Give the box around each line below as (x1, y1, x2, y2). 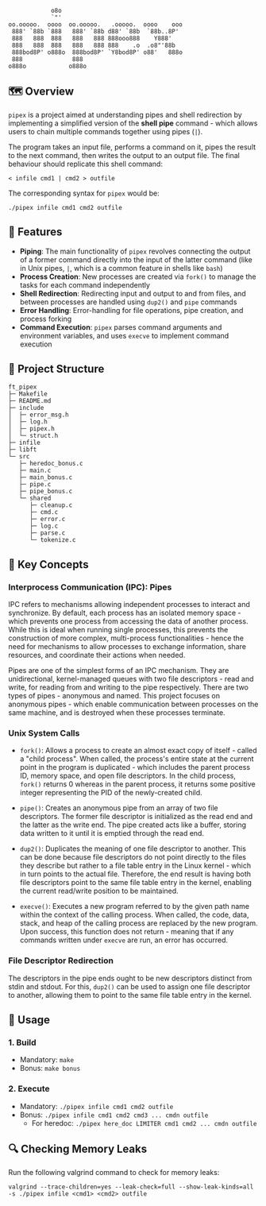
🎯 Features (8, 226, 63, 239)
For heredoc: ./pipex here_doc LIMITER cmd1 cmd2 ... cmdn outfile (31, 1118, 257, 1127)
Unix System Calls (8, 728, 80, 739)
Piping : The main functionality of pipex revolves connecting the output (19, 246, 251, 256)
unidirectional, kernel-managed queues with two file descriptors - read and (8, 675, 254, 684)
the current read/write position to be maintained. (19, 886, 179, 896)
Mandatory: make (19, 1055, 74, 1065)
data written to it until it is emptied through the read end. (19, 829, 205, 838)
